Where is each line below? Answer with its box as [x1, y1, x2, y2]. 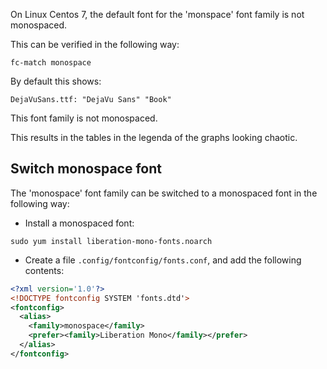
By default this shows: [10, 75, 102, 87]
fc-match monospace [10, 58, 92, 68]
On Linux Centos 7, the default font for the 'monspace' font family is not [10, 9, 305, 20]
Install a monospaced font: [24, 217, 135, 229]
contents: [24, 264, 65, 276]
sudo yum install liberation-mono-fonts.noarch [10, 236, 213, 246]
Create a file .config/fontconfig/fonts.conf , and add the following [24, 254, 302, 266]
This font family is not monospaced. [10, 112, 158, 124]
